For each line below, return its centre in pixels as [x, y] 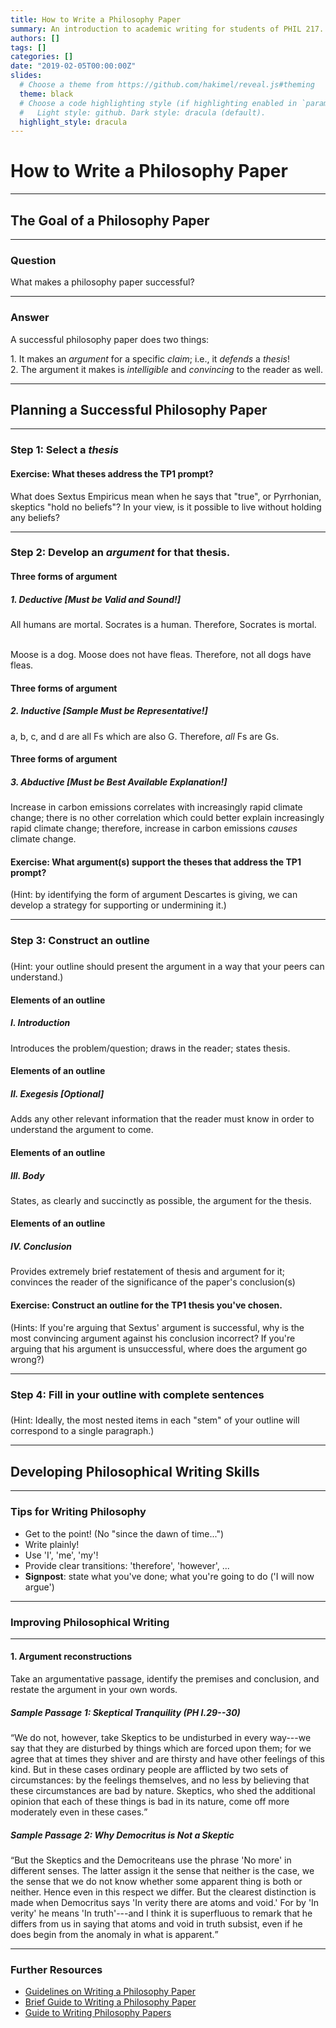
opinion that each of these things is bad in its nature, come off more [150, 1802]
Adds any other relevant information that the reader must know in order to [162, 1119]
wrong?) [27, 1359]
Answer [30, 318]
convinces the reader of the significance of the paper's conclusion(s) [153, 1282]
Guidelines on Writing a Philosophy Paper [110, 1992]
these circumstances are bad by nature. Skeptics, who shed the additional [163, 1791]
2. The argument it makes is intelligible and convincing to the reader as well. [166, 369]
